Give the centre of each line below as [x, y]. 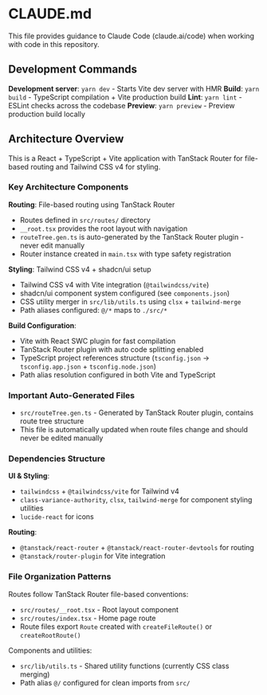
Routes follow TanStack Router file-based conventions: [98, 594]
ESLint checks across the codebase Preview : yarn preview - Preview [122, 105]
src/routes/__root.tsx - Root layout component [99, 609]
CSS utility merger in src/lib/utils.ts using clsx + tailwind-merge [130, 301]
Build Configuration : [43, 325]
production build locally [47, 114]
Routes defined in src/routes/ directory [85, 220]
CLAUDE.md [50, 14]
